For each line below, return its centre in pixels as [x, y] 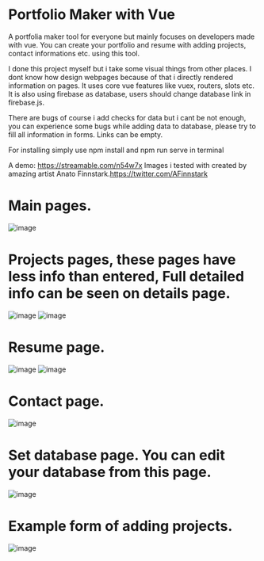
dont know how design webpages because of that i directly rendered [121, 77]
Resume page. [57, 347]
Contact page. [56, 401]
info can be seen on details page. [120, 294]
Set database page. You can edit [117, 455]
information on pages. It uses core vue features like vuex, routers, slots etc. [132, 86]
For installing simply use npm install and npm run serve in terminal [116, 150]
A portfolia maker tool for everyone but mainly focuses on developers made [132, 36]
